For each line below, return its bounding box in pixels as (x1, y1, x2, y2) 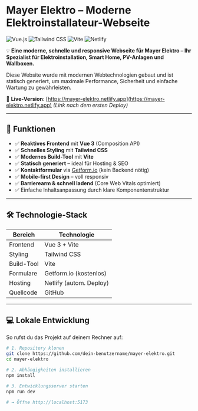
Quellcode (9, 288, 38, 297)
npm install (6, 372, 35, 378)
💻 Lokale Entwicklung (6, 315, 90, 325)
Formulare (9, 269, 38, 277)
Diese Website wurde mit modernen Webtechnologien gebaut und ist (6, 71, 174, 78)
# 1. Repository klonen (6, 346, 65, 351)
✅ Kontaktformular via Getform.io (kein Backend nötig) (14, 166, 149, 173)
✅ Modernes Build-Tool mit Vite (14, 153, 94, 160)
